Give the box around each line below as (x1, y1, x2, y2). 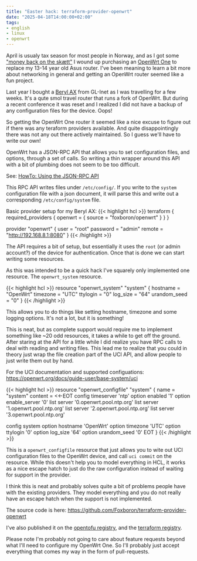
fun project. (6, 77, 34, 84)
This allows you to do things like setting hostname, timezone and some (6, 308, 177, 315)
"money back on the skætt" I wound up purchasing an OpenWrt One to (6, 58, 177, 65)
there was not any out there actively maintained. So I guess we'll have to (6, 131, 181, 138)
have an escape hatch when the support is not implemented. (6, 495, 152, 502)
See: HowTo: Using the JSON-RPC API (6, 173, 99, 179)
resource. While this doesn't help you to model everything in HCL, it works (6, 459, 186, 466)
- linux (6, 31, 25, 36)
